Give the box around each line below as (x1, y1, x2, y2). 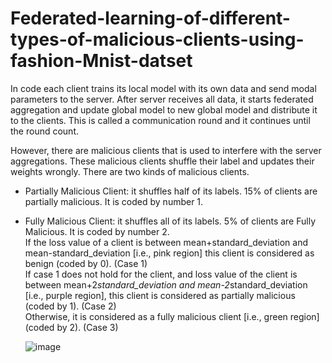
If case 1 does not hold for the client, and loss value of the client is (24, 268, 298, 280)
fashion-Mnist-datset (10, 50, 193, 72)
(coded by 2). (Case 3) (24, 321, 119, 333)
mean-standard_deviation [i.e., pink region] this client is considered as (24, 247, 315, 259)
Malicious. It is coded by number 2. (24, 225, 170, 237)
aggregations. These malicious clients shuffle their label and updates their (10, 155, 315, 167)
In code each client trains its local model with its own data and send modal (10, 82, 317, 94)
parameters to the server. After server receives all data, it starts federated (10, 93, 314, 105)
